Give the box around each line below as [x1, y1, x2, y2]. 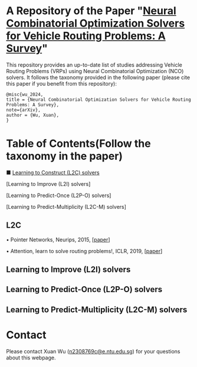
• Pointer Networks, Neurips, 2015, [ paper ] [6, 236, 110, 243]
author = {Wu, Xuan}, [6, 112, 60, 118]
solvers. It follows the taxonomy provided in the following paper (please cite [6, 74, 191, 81]
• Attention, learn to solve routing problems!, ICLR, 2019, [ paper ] [6, 247, 163, 254]
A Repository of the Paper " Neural [6, 4, 177, 18]
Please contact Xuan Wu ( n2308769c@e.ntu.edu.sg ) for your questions [6, 348, 180, 355]
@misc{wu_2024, [6, 91, 44, 97]
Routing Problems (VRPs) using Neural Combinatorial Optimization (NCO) [6, 67, 184, 74]
